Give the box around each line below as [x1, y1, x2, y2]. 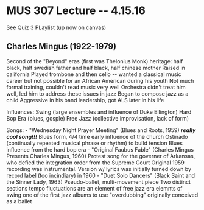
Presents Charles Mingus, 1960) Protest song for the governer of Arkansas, [6, 152, 195, 159]
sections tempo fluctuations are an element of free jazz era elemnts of [6, 184, 183, 192]
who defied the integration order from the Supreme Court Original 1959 [6, 159, 185, 166]
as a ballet [6, 197, 32, 205]
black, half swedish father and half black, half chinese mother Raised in [6, 64, 186, 71]
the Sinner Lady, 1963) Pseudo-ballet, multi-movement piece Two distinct [6, 178, 191, 186]
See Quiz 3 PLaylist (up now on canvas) [6, 24, 107, 31]
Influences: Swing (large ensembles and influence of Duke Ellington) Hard [6, 108, 192, 116]
